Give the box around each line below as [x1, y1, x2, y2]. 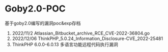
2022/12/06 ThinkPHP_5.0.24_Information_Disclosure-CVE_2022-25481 [12, 35, 163, 41]
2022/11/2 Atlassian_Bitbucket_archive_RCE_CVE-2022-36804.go [12, 30, 150, 36]
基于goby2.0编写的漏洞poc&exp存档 [5, 20, 81, 26]
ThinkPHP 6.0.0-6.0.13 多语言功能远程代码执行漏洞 [12, 41, 118, 47]
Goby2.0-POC [5, 3, 66, 14]
